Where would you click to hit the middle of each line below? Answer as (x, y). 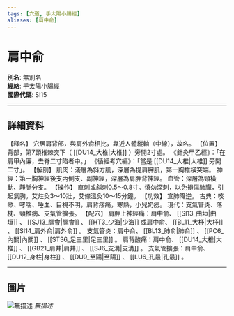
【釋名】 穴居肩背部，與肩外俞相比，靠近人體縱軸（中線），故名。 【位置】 (114, 144)
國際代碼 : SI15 (27, 95)
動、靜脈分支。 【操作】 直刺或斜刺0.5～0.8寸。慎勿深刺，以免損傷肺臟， (112, 187)
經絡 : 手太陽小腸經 (33, 86)
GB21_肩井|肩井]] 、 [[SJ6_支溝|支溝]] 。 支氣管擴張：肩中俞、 (120, 248)
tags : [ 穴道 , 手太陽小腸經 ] (44, 14)
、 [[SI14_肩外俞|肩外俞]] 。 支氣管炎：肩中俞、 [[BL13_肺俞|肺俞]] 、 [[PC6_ (116, 231)
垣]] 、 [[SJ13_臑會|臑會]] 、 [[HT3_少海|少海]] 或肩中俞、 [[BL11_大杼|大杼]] (115, 222)
